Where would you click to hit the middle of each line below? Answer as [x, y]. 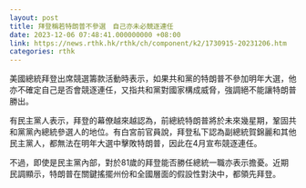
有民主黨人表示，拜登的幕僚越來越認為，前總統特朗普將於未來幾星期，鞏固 [149, 121]
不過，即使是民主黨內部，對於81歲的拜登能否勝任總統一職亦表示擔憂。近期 [149, 163]
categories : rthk [42, 52]
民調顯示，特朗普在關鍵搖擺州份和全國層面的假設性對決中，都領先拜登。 [145, 174]
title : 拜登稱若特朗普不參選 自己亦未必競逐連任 [92, 26]
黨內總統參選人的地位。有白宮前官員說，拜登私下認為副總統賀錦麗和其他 [161, 132]
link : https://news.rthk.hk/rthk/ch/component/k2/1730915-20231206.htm [148, 43]
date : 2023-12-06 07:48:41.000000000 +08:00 [95, 35]
